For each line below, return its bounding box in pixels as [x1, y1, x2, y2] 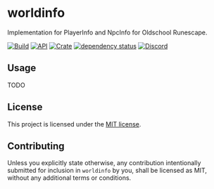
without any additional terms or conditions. [7, 174, 132, 182]
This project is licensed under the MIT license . [7, 119, 141, 128]
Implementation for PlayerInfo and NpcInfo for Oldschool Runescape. [7, 28, 208, 37]
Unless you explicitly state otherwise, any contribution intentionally [7, 159, 201, 167]
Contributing [7, 140, 65, 152]
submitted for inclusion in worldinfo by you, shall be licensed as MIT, [7, 167, 208, 175]
